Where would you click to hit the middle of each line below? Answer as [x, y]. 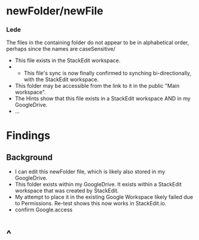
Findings [28, 135]
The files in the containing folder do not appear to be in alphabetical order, [98, 42]
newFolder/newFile [55, 11]
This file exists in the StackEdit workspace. [68, 60]
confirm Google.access [44, 210]
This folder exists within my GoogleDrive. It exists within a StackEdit [98, 184]
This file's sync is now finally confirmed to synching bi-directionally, [108, 73]
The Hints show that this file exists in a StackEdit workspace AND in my [103, 99]
